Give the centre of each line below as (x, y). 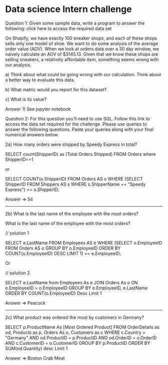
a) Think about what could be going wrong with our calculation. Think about (83, 74)
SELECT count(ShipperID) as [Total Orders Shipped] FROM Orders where (80, 154)
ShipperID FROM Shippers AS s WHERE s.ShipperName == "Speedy (75, 184)
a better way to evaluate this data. (40, 80)
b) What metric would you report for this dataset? (56, 89)
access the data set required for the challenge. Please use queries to (76, 124)
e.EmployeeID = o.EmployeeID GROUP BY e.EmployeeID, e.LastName (76, 288)
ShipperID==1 (19, 159)
